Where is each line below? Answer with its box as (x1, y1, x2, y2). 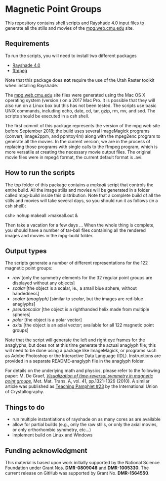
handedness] (12, 291, 40, 297)
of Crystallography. (5, 389, 44, 395)
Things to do (5, 403, 45, 412)
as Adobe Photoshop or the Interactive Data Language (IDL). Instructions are (5, 353, 161, 359)
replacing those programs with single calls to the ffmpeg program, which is (5, 144, 158, 150)
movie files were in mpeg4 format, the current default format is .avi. (5, 154, 143, 160)
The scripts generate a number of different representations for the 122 (5, 260, 148, 266)
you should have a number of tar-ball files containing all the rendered (5, 227, 146, 233)
